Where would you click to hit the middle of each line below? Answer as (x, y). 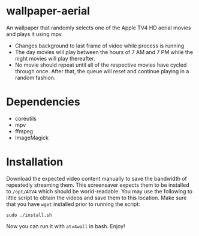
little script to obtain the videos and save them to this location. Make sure (97, 198)
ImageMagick (32, 138)
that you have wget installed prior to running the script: (73, 204)
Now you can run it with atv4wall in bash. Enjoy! (66, 226)
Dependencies (43, 102)
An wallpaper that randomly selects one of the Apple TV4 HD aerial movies (99, 28)
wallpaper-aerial (48, 11)
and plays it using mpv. (35, 34)
